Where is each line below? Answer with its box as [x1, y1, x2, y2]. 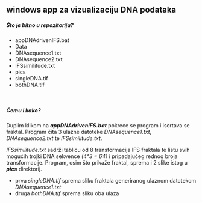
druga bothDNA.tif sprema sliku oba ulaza [14, 190, 119, 197]
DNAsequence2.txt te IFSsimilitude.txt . [6, 135, 103, 142]
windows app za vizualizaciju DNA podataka [6, 5, 177, 15]
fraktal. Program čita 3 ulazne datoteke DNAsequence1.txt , [6, 129, 152, 136]
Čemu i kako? [6, 106, 41, 114]
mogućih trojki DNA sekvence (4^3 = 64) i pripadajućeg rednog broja [6, 153, 178, 160]
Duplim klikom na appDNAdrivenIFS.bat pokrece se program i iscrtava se [6, 122, 190, 129]
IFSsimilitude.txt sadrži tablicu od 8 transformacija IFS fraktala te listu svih [6, 147, 190, 154]
